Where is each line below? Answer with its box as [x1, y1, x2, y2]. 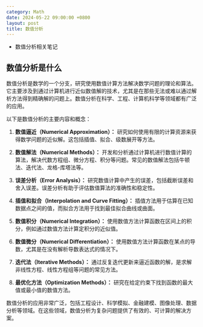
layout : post [6, 20, 39, 26]
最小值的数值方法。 [25, 286, 74, 294]
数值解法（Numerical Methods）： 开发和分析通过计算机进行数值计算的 [14, 149, 192, 156]
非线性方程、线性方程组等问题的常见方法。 [14, 266, 121, 273]
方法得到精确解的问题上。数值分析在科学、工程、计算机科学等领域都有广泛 [11, 95, 197, 102]
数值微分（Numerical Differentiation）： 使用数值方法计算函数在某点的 [14, 238, 190, 245]
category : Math [6, 8, 45, 15]
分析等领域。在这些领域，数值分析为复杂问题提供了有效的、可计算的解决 [6, 307, 186, 314]
